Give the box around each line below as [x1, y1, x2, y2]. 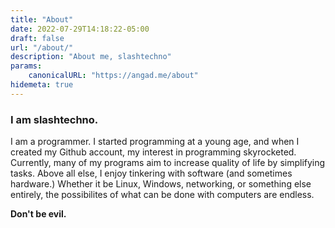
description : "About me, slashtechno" [10, 52, 172, 62]
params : [10, 61, 43, 71]
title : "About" [10, 14, 74, 25]
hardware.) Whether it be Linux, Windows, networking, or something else [10, 178, 312, 190]
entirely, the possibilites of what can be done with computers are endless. [10, 189, 315, 201]
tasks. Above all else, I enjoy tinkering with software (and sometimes [10, 167, 293, 180]
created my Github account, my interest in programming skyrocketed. [10, 146, 297, 158]
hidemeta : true [10, 80, 74, 90]
